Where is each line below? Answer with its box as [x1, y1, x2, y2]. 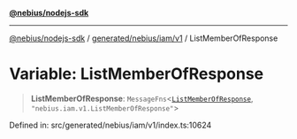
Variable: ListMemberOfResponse [9, 64, 263, 84]
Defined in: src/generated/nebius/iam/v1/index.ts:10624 [9, 120, 212, 130]
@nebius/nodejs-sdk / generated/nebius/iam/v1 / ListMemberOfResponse [9, 33, 278, 43]
